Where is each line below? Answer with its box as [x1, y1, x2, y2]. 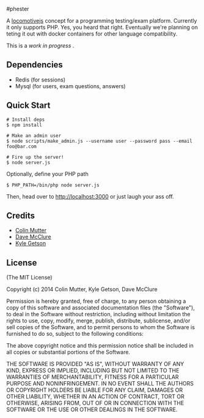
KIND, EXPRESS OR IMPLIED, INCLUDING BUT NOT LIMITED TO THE [6, 367, 180, 374]
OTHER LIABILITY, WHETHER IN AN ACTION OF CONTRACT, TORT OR [6, 393, 184, 400]
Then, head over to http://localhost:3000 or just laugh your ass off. [6, 192, 174, 200]
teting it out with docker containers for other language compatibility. [6, 30, 178, 37]
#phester [6, 6, 29, 12]
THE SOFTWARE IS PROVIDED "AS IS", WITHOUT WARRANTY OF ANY [6, 360, 184, 368]
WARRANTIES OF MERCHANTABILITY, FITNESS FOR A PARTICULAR [6, 373, 179, 381]
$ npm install [6, 122, 43, 128]
